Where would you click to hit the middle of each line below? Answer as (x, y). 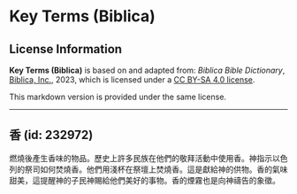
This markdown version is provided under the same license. (118, 97)
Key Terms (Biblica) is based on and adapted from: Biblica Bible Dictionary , (147, 70)
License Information (65, 49)
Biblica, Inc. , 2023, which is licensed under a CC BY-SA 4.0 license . (132, 80)
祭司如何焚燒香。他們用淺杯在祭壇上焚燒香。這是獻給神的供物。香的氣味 (156, 169)
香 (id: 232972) (51, 135)
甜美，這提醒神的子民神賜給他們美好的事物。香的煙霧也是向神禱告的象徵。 (145, 180)
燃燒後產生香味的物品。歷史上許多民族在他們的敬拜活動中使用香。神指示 (141, 158)
